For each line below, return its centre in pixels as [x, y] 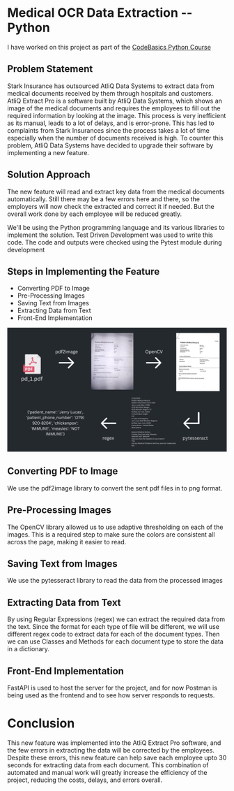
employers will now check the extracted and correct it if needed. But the [111, 206]
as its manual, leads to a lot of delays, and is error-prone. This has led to [111, 123]
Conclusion [41, 724]
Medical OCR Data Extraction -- [100, 13]
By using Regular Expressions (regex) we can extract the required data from [116, 619]
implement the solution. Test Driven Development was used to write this [110, 235]
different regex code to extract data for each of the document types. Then [114, 634]
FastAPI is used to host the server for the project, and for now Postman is [112, 688]
